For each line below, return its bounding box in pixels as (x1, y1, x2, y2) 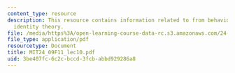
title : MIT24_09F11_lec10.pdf (7, 49, 96, 56)
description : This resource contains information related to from (7, 17, 205, 24)
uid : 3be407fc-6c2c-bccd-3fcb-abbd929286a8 (7, 56, 136, 63)
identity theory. (13, 23, 64, 30)
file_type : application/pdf (7, 36, 90, 43)
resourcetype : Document (7, 42, 77, 49)
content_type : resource (7, 10, 77, 17)
